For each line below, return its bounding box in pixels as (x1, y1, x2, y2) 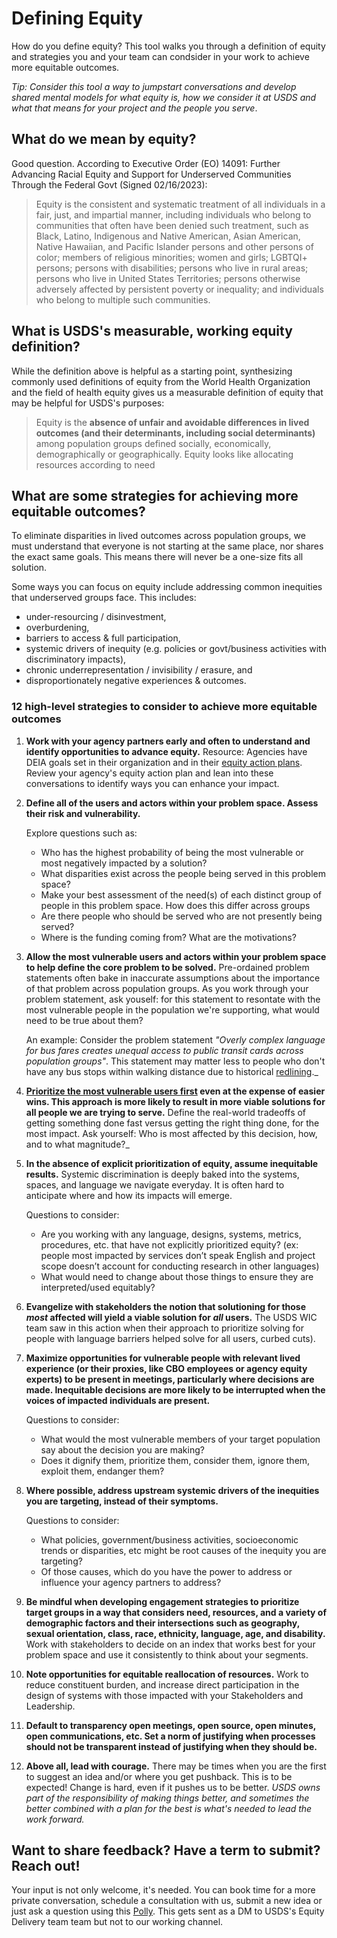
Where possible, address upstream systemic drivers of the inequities (25, 1484, 320, 1496)
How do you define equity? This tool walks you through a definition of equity (11, 40, 326, 52)
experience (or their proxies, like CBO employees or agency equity (25, 1362, 308, 1374)
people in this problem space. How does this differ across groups (40, 899, 311, 911)
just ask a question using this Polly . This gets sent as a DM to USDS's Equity (11, 1905, 325, 1917)
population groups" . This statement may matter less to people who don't (25, 1055, 326, 1067)
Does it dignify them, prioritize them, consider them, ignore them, (40, 1454, 311, 1466)
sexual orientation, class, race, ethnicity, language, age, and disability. (25, 1627, 326, 1639)
